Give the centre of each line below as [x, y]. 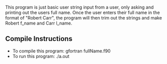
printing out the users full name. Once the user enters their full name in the [82, 12]
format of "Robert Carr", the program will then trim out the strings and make [84, 18]
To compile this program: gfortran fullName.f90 [61, 51]
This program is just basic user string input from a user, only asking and [79, 7]
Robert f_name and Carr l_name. [39, 23]
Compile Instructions [39, 39]
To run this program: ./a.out [41, 56]
